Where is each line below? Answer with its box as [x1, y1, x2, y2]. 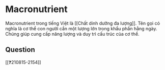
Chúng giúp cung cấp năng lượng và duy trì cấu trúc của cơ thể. [5, 31, 140, 37]
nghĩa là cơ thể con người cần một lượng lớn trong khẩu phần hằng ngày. [5, 25, 157, 31]
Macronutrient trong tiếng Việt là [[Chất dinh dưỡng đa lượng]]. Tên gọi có [5, 20, 160, 26]
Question [5, 45, 35, 54]
